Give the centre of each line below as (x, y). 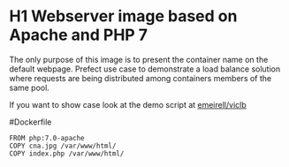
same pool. (30, 87)
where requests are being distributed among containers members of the (141, 78)
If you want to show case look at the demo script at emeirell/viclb (128, 104)
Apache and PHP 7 (79, 35)
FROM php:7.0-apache (47, 138)
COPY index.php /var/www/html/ (67, 153)
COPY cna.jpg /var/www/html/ (63, 146)
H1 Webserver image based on (123, 16)
